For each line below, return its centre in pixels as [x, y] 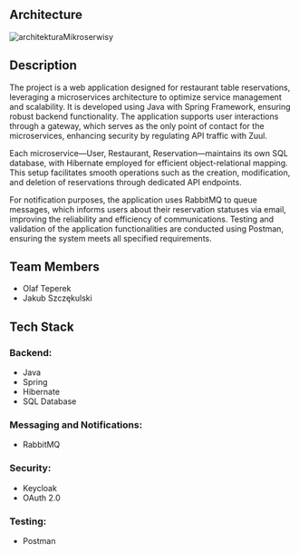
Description [43, 66]
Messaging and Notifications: [76, 425]
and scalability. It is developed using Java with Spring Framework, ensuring [150, 106]
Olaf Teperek [47, 289]
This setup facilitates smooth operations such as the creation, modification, [150, 173]
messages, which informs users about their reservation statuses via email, [148, 209]
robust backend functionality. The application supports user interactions [144, 116]
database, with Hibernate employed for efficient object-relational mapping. [149, 163]
